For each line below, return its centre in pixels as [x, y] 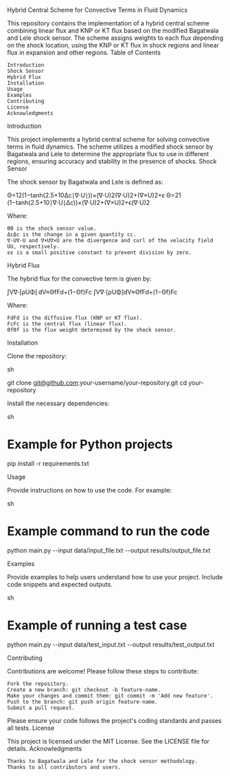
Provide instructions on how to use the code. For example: [90, 490]
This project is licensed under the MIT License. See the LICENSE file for [108, 741]
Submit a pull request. [41, 708]
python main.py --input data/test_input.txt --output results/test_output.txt [111, 644]
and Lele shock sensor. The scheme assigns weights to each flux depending [115, 38]
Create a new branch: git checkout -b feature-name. [84, 690]
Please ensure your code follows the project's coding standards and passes [114, 720]
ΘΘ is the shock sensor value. [52, 228]
